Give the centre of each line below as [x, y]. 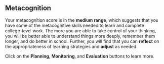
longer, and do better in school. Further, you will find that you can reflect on [82, 41]
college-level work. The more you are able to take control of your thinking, [81, 31]
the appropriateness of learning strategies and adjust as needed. [71, 46]
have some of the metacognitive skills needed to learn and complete [75, 25]
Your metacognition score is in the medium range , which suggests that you [82, 20]
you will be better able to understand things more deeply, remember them [80, 36]
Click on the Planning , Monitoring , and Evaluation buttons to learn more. [80, 56]
